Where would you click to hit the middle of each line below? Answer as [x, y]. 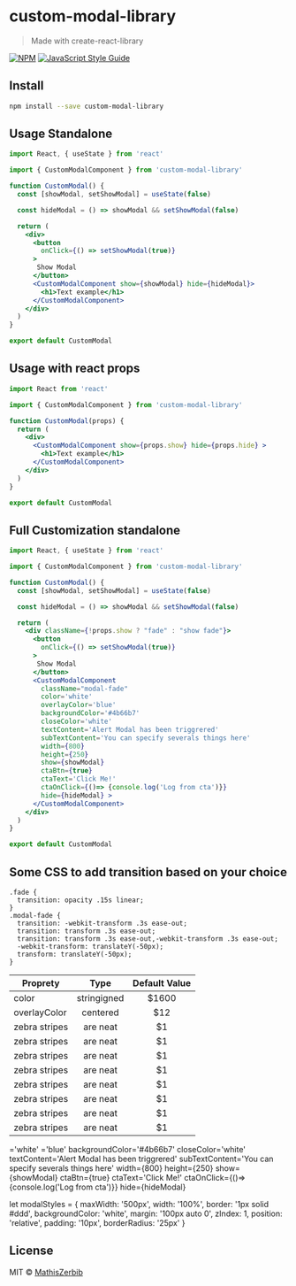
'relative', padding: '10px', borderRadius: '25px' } [97, 1223]
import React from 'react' [59, 389]
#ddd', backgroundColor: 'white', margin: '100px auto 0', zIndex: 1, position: [146, 1213]
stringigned [100, 998]
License [31, 1251]
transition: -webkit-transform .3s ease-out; [102, 923]
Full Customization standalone [95, 530]
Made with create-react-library [87, 41]
